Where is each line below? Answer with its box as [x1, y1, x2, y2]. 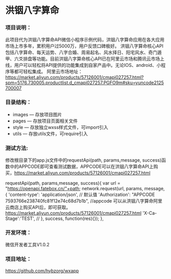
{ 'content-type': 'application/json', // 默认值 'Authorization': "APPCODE [5, 192, 155, 198]
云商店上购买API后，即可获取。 [5, 205, 71, 211]
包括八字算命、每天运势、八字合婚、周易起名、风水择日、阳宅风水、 [5, 49, 149, 56]
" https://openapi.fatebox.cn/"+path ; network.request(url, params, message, [5, 186, 165, 192]
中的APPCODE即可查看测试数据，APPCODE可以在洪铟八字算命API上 [9, 164, 154, 170]
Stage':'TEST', [5, 215, 35, 222]
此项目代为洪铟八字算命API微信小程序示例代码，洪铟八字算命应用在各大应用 [5, 37, 165, 43]
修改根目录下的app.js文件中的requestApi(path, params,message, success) [5, 157, 162, 163]
